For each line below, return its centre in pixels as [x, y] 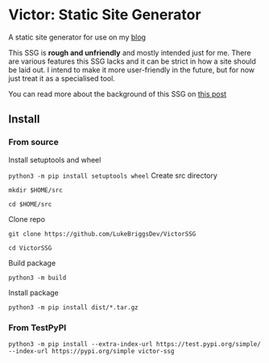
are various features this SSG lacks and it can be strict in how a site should [132, 61]
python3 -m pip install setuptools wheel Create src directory [113, 175]
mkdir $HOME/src [35, 190]
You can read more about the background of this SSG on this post [118, 93]
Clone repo [27, 219]
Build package [32, 262]
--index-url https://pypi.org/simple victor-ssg [91, 351]
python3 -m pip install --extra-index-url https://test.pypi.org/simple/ [135, 344]
